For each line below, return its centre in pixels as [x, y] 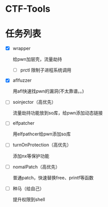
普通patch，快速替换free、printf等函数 [53, 177]
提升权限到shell [29, 199]
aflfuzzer [22, 80]
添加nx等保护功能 [31, 156]
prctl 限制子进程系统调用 [46, 70]
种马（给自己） [28, 188]
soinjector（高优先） [34, 102]
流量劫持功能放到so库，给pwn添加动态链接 [58, 113]
